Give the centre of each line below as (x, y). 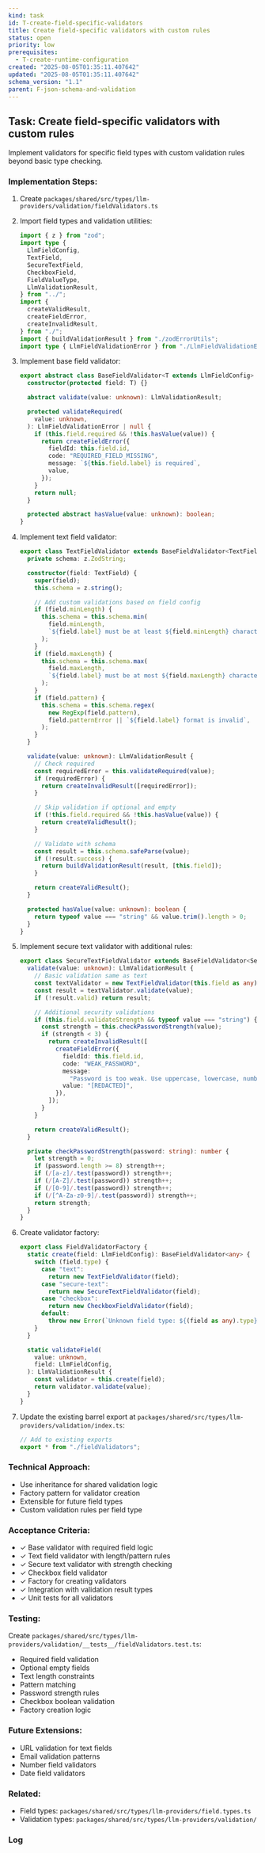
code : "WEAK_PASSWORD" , (101, 1064)
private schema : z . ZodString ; (77, 559)
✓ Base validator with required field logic (86, 1548)
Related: (25, 1794)
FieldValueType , (54, 280)
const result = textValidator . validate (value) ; (114, 990)
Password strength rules (59, 1693)
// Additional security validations (95, 1012)
